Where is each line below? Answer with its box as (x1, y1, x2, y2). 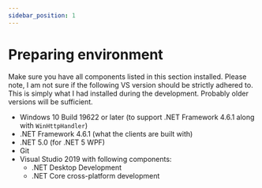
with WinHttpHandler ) (19, 120, 88, 130)
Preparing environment (8, 45, 163, 63)
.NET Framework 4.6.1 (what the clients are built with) (19, 129, 193, 138)
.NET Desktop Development (31, 163, 122, 172)
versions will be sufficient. (8, 96, 93, 107)
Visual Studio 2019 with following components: (19, 154, 172, 164)
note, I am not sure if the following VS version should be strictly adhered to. (8, 80, 254, 89)
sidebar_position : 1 (8, 11, 77, 20)
